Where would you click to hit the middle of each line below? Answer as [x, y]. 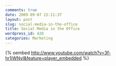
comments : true [21, 10]
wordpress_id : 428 [24, 34]
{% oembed [18, 53]
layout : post [19, 19]
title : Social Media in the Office [43, 29]
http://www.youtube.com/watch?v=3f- [71, 53]
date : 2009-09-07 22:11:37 [34, 15]
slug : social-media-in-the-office [42, 24]
